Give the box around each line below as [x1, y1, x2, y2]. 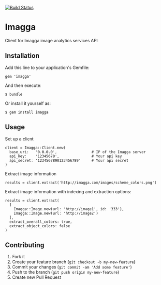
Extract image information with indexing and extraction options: [5, 188, 132, 194]
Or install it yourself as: [5, 100, 51, 106]
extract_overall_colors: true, [9, 219, 73, 224]
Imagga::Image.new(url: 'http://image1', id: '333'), [14, 206, 124, 211]
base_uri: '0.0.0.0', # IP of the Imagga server [9, 150, 146, 154]
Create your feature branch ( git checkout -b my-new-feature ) [12, 259, 136, 265]
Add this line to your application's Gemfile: [5, 65, 89, 70]
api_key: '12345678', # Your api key [9, 153, 122, 159]
